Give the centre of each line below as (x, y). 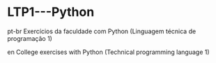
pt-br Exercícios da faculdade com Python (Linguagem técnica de (102, 31)
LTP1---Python (51, 12)
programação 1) (30, 38)
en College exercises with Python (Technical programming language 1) (109, 52)
